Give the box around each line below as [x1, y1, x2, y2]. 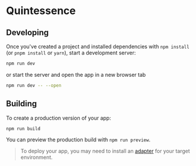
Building [6, 99, 37, 109]
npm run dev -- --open [6, 82, 62, 89]
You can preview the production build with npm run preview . [6, 136, 151, 143]
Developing [6, 28, 49, 38]
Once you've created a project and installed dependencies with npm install [6, 43, 190, 50]
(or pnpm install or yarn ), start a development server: [6, 49, 136, 56]
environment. [20, 154, 53, 161]
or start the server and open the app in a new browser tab [6, 71, 146, 78]
